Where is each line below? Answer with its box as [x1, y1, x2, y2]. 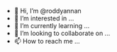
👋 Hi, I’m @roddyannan [13, 7, 82, 15]
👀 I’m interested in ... [13, 14, 74, 22]
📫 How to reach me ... [13, 37, 80, 45]
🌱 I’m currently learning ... [13, 22, 90, 30]
